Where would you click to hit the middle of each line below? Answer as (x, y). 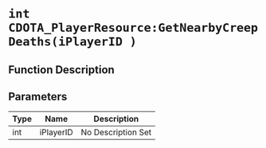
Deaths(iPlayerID (66, 42)
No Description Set (116, 132)
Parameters (38, 97)
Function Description (62, 70)
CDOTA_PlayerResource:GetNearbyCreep (133, 28)
